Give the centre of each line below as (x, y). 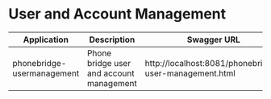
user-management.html (190, 73)
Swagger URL (213, 39)
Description (112, 39)
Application (46, 39)
